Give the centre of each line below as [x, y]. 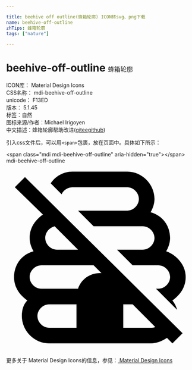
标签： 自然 [19, 115]
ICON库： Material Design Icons [45, 85]
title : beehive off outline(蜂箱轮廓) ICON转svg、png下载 [76, 17]
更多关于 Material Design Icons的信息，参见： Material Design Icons [89, 360]
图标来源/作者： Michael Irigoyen [46, 123]
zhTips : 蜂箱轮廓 [26, 28]
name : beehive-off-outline [40, 22]
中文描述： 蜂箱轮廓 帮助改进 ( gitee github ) [56, 130]
